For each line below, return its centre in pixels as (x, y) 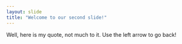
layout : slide (24, 12)
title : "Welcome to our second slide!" (57, 17)
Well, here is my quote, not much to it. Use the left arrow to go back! (92, 34)
